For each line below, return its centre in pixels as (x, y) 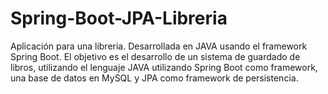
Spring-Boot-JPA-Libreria (119, 18)
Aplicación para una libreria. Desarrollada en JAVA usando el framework (159, 46)
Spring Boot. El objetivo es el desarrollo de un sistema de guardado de (155, 56)
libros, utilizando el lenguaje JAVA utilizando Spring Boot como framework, (164, 67)
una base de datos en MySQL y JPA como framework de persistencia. (154, 78)
